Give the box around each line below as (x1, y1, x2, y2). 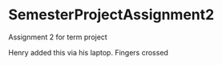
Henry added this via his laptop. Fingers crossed (8, 47, 168, 57)
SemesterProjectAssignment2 (8, 6, 215, 24)
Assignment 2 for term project (8, 32, 108, 42)
